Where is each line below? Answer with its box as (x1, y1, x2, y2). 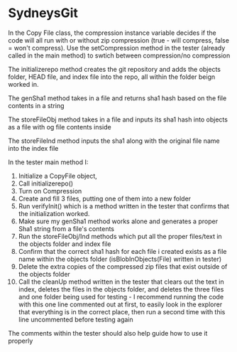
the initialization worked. (18, 209, 90, 218)
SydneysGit (8, 5, 79, 21)
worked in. (8, 80, 39, 88)
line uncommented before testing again (18, 315, 133, 324)
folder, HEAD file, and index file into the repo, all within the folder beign (8, 73, 216, 81)
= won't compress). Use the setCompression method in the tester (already (8, 43, 226, 52)
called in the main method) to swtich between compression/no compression (8, 51, 231, 60)
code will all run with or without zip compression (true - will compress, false (8, 36, 230, 44)
